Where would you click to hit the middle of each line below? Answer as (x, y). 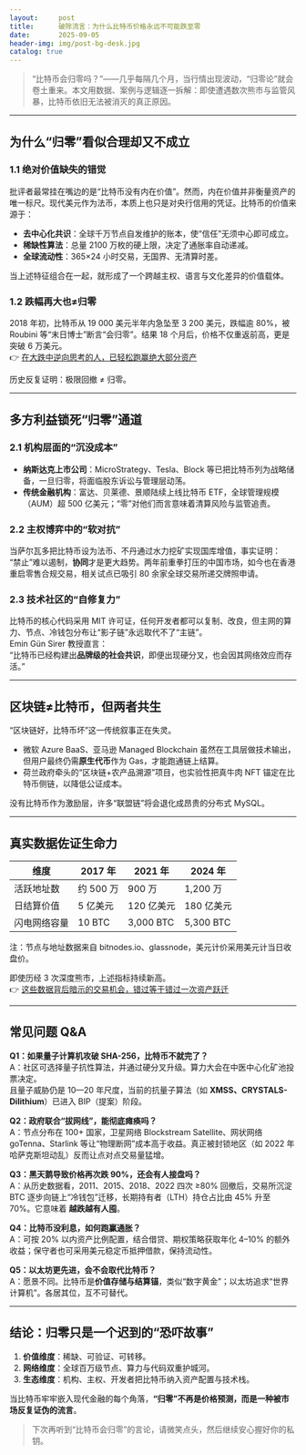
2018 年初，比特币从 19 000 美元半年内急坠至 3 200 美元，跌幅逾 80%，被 (150, 323)
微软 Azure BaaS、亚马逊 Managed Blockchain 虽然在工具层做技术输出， (159, 750)
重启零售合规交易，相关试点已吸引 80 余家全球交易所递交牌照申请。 (137, 574)
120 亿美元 (151, 906)
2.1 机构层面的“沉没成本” (64, 447)
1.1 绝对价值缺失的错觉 (58, 169)
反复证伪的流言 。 (49, 1409)
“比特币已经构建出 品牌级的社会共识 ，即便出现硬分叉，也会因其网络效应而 (147, 655)
